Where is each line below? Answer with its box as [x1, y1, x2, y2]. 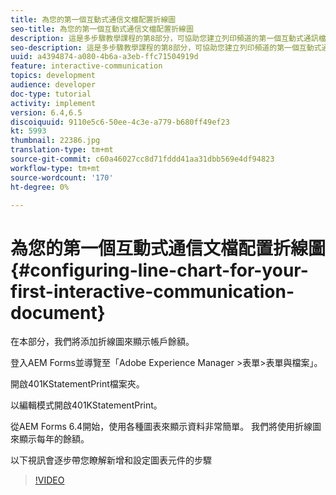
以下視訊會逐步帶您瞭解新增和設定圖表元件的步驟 [10, 454, 212, 466]
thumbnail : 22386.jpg [10, 136, 101, 146]
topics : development [10, 71, 97, 81]
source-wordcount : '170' [10, 172, 114, 183]
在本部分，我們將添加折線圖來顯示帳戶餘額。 [10, 336, 195, 348]
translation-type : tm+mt [10, 145, 114, 155]
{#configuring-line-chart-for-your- [10, 259, 309, 281]
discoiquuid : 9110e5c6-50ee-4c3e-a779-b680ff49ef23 [10, 117, 230, 127]
